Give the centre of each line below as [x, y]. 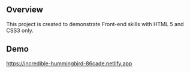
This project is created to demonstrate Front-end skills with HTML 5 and [95, 24]
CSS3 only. [20, 30]
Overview [25, 10]
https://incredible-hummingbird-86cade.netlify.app [69, 63]
